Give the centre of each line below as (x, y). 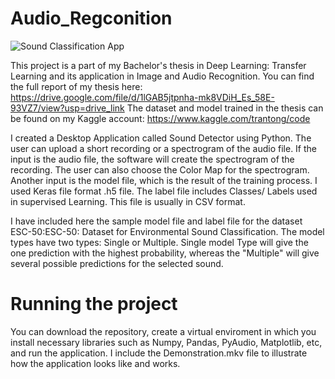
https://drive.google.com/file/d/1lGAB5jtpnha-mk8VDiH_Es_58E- (142, 97)
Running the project (94, 304)
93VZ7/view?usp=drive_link (67, 108)
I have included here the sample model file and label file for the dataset (156, 221)
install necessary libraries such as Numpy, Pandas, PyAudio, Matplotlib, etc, (166, 342)
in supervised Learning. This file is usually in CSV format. (128, 201)
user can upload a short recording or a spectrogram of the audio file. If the (163, 148)
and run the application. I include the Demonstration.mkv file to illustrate (159, 353)
